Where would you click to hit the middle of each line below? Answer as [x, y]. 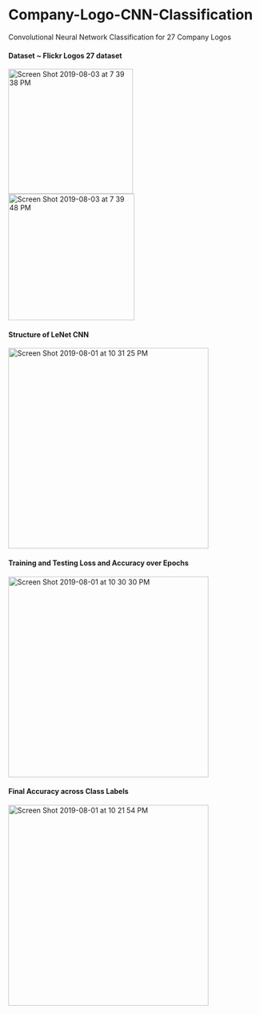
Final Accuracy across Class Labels [69, 792]
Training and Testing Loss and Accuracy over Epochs [99, 563]
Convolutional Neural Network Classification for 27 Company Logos [120, 37]
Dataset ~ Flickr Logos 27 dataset [65, 55]
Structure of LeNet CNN [49, 334]
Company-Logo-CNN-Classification [131, 15]
